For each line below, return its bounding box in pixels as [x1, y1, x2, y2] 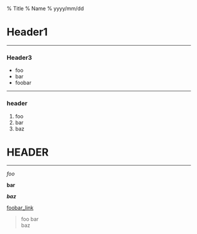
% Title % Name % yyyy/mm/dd [6, 5, 84, 12]
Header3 [6, 53, 32, 61]
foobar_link [6, 204, 34, 211]
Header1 [6, 26, 48, 39]
